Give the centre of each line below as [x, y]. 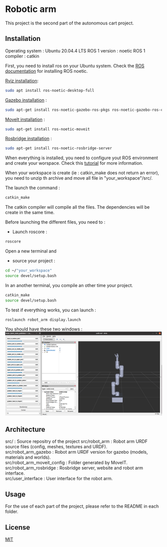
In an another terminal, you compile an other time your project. [69, 285]
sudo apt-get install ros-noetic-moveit [48, 129]
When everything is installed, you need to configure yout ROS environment [82, 158]
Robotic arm [31, 9]
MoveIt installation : [25, 119]
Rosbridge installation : [29, 139]
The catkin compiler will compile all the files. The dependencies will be [78, 207]
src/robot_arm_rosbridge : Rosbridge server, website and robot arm [74, 468]
